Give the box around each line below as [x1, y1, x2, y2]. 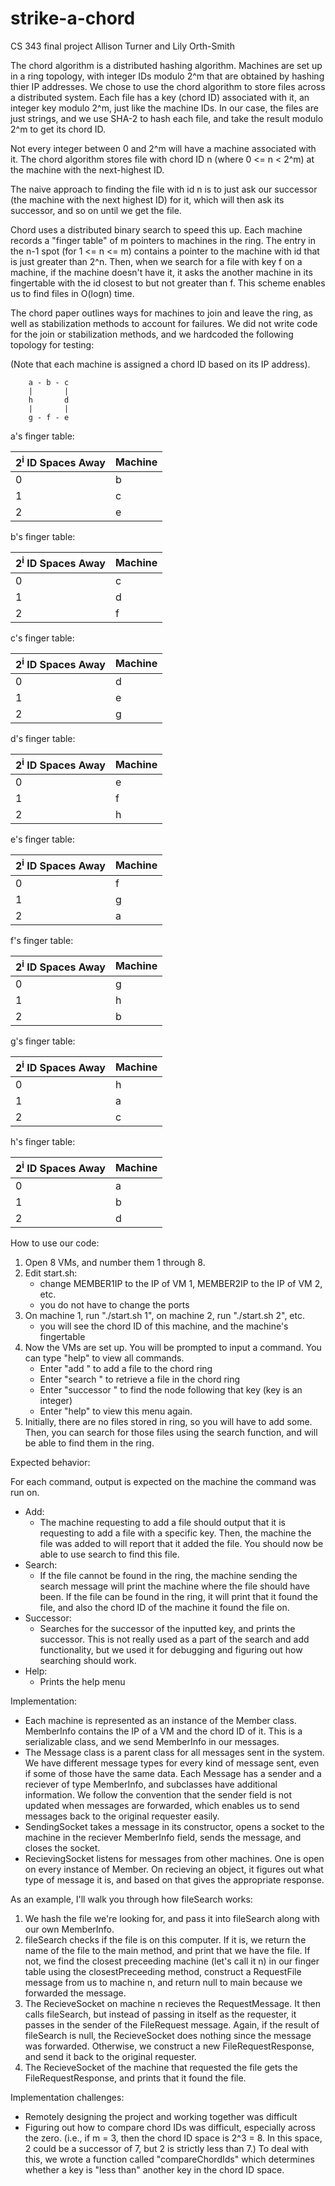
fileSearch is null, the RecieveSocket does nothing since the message [24, 2029, 312, 2041]
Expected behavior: [10, 1456, 91, 1468]
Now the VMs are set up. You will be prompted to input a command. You [24, 1341, 322, 1353]
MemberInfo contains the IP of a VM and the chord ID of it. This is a [24, 1725, 303, 1737]
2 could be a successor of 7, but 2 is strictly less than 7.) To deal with [24, 2142, 309, 2154]
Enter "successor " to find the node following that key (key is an [39, 1383, 303, 1396]
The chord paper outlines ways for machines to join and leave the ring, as [10, 307, 313, 319]
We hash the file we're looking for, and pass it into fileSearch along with [24, 1912, 320, 1924]
